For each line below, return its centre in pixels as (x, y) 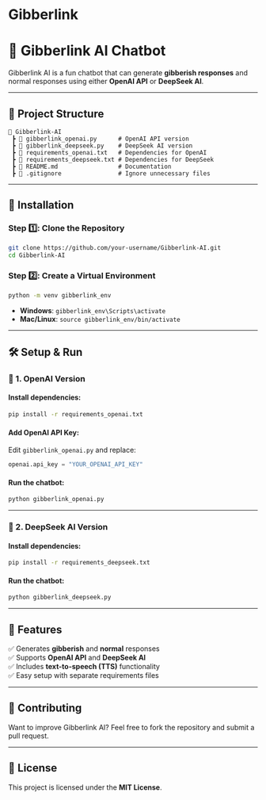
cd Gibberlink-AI (37, 255)
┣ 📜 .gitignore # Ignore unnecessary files (111, 173)
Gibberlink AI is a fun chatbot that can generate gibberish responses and (128, 73)
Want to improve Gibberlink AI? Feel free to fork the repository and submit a (131, 727)
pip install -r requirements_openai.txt (76, 415)
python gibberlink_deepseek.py (60, 597)
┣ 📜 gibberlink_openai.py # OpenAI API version (101, 139)
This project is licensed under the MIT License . (85, 787)
